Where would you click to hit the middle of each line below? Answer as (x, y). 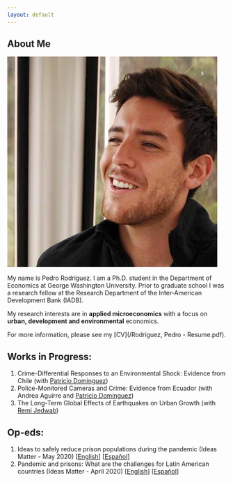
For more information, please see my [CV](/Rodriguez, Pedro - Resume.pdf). (116, 335)
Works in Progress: (50, 356)
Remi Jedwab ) (38, 410)
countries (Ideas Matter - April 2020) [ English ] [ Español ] (98, 472)
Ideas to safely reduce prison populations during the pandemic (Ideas (117, 449)
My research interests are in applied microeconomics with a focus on (107, 314)
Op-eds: (25, 432)
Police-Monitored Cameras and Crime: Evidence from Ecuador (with (115, 388)
